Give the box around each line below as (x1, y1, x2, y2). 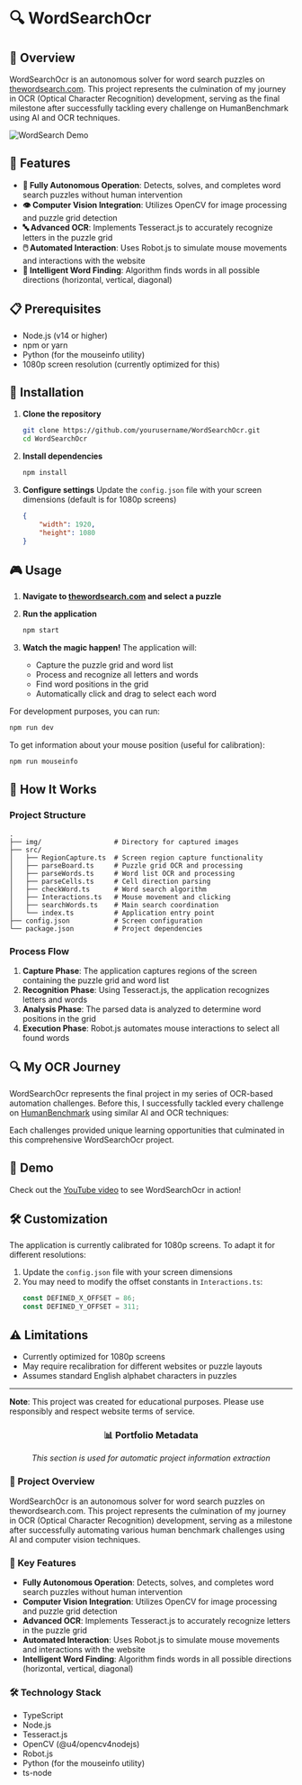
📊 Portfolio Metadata (102, 1428, 200, 1441)
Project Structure (9, 809, 86, 822)
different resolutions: (9, 1250, 87, 1261)
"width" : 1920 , (39, 520, 96, 529)
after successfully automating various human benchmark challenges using (9, 1525, 286, 1535)
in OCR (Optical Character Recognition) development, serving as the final (9, 93, 280, 104)
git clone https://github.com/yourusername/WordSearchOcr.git (22, 426, 261, 435)
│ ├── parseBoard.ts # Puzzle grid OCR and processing (9, 861, 244, 870)
